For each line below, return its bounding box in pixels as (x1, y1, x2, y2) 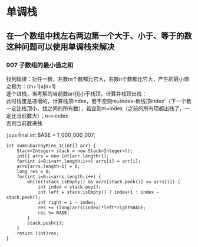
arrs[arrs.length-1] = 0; (16, 163, 81, 169)
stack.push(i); (27, 220, 65, 226)
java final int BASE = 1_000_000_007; (6, 131, 95, 139)
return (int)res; (16, 230, 60, 236)
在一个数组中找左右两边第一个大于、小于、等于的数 (6, 31, 192, 41)
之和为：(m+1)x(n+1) (6, 83, 56, 90)
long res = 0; (16, 169, 51, 174)
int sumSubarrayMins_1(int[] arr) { (6, 143, 96, 149)
